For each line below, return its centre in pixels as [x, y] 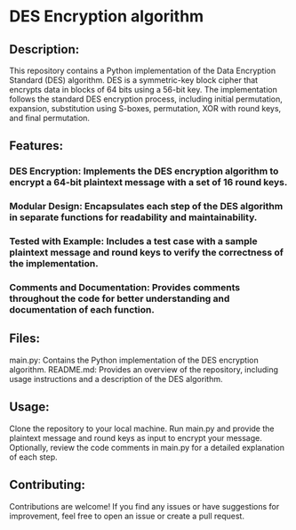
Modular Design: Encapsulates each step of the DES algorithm [146, 207]
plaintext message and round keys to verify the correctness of [147, 253]
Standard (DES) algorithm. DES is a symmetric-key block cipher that [134, 80]
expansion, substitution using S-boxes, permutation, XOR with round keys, [145, 108]
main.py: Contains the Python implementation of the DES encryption [134, 360]
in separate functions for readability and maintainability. [133, 217]
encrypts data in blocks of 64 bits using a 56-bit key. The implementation [143, 90]
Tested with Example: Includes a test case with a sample [133, 241]
